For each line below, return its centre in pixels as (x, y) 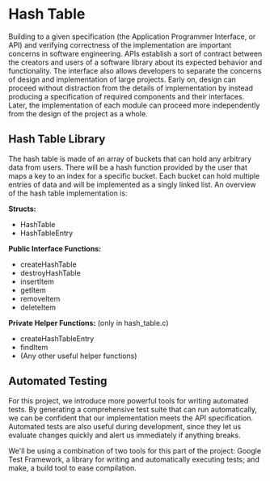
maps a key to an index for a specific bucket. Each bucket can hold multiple (134, 175)
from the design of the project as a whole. (78, 113)
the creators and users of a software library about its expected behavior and (135, 62)
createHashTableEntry (57, 338)
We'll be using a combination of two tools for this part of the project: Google (135, 450)
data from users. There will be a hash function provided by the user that (128, 167)
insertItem (37, 281)
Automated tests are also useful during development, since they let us (125, 426)
